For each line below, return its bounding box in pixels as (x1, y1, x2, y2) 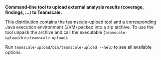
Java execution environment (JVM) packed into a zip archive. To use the (5, 24, 154, 30)
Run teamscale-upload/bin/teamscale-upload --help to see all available (5, 44, 152, 50)
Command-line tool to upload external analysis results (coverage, (5, 4, 144, 10)
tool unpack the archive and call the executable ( (5, 30, 106, 35)
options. (5, 49, 22, 55)
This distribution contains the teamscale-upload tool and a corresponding (5, 19, 157, 25)
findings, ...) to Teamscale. (5, 9, 62, 15)
